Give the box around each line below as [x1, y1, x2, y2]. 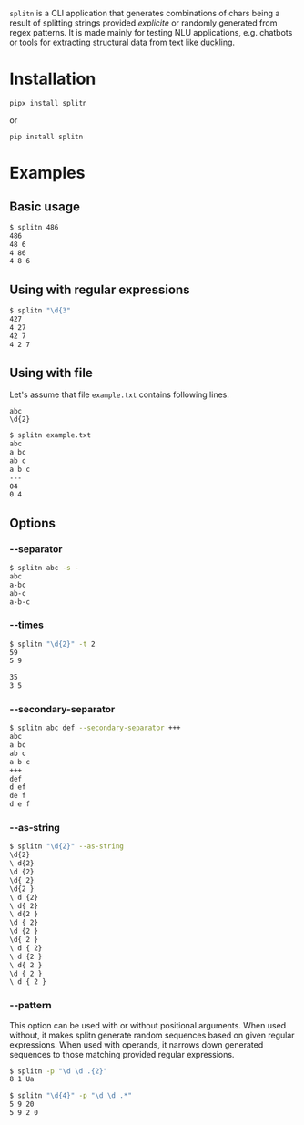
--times [9, 619, 44, 631]
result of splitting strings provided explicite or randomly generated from [9, 17, 278, 28]
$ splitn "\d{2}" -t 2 [9, 639, 96, 649]
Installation [9, 68, 96, 89]
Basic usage [9, 199, 80, 214]
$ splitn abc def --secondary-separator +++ [9, 723, 181, 732]
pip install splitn [9, 132, 84, 141]
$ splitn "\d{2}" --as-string [9, 842, 125, 851]
